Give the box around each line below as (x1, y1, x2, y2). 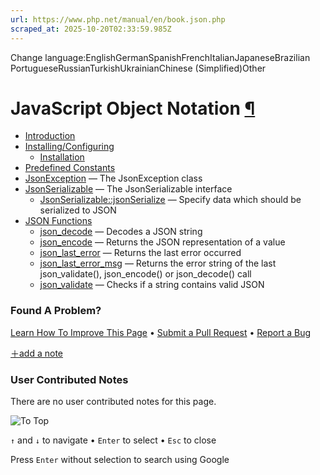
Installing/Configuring (24, 141, 115, 153)
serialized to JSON (39, 204, 117, 216)
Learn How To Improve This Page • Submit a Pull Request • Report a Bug (10, 326, 311, 338)
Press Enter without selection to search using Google (10, 454, 230, 466)
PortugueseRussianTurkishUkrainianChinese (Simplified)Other (10, 62, 267, 74)
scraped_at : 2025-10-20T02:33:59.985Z (10, 24, 172, 34)
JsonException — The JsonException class (24, 172, 203, 185)
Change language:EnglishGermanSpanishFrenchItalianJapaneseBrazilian (10, 51, 311, 63)
